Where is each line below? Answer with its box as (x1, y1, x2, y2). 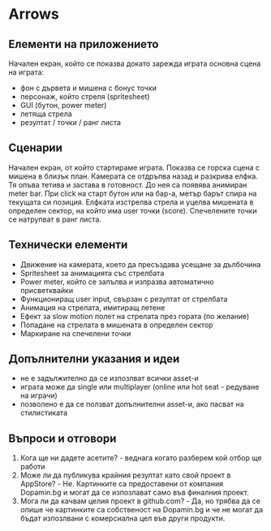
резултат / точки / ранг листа (19, 118, 122, 127)
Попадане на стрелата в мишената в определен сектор (19, 320, 213, 330)
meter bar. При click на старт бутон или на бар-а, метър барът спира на (8, 188, 257, 198)
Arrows (8, 5, 59, 24)
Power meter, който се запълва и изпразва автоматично (19, 277, 214, 287)
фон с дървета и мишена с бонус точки (19, 83, 157, 93)
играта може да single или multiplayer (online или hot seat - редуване (19, 382, 260, 392)
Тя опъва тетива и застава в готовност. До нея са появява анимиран (8, 179, 247, 189)
